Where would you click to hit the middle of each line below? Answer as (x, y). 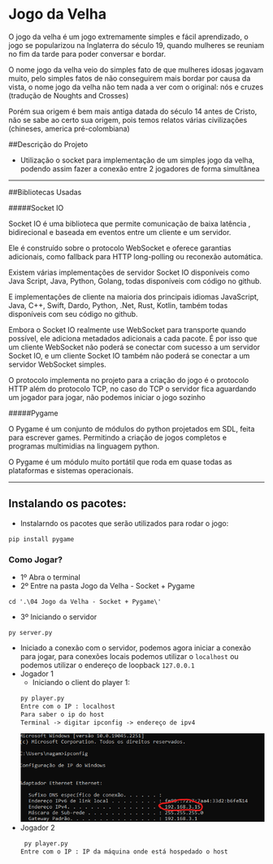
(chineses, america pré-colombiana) (69, 128)
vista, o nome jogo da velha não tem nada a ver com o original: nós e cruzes (136, 87)
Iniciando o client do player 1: (81, 683)
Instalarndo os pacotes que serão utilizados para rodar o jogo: (124, 523)
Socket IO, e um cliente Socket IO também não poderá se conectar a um (129, 355)
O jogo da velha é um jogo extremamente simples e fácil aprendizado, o (129, 37)
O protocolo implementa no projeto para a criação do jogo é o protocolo (129, 380)
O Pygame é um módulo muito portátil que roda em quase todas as (120, 462)
